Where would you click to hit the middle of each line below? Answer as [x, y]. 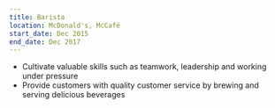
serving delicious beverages [73, 95]
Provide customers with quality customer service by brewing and [140, 85]
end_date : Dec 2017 [45, 42]
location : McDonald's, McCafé [65, 25]
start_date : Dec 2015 [49, 33]
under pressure [50, 76]
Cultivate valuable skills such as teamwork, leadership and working [144, 67]
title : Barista [37, 17]
